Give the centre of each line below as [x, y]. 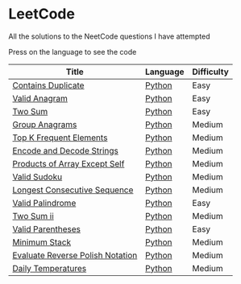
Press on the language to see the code [73, 51]
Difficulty [211, 72]
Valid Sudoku [37, 176]
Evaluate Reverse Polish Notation [75, 255]
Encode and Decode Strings [66, 150]
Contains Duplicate [48, 85]
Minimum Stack [42, 242]
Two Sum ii [33, 216]
